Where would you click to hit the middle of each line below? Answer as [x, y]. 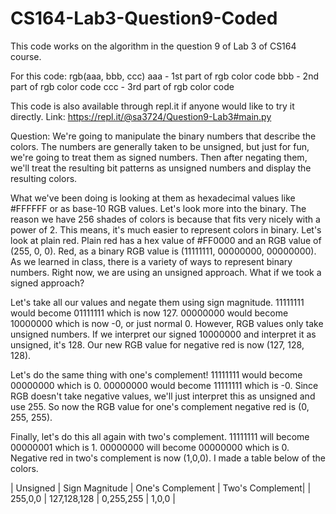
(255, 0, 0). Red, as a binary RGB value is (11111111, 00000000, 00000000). [163, 251]
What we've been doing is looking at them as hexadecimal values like [153, 198]
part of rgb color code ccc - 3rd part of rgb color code [122, 86]
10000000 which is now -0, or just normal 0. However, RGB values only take [167, 323]
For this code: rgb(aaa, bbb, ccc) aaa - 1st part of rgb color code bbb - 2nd [165, 76]
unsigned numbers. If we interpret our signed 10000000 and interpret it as [163, 334]
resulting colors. [44, 178]
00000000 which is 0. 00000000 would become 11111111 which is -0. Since [164, 385]
